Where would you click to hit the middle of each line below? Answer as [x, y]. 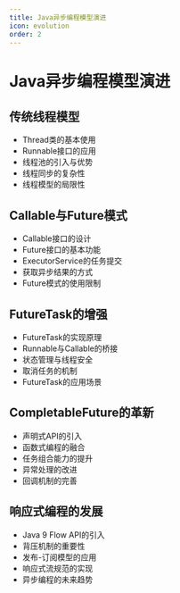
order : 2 [25, 34]
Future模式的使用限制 [61, 283]
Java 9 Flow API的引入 [63, 535]
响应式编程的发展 [56, 511]
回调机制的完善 [49, 480]
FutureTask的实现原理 [62, 337]
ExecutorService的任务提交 [72, 261]
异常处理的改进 [49, 469]
